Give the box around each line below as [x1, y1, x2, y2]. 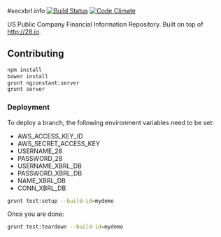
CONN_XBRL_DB [17, 184, 66, 192]
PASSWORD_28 [17, 154, 63, 162]
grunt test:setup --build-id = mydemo [7, 197, 114, 204]
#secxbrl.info [7, 7, 45, 15]
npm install [7, 66, 42, 73]
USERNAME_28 [17, 147, 63, 155]
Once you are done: [7, 210, 64, 218]
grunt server [7, 86, 45, 93]
